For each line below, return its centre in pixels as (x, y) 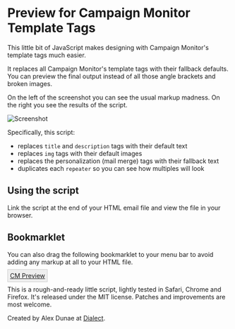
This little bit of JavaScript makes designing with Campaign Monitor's (108, 47)
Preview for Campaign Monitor (99, 13)
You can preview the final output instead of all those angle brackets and (112, 76)
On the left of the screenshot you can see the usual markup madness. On (114, 97)
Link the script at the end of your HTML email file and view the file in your (114, 208)
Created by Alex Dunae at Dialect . (56, 318)
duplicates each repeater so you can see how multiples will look (111, 168)
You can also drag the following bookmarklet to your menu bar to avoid (110, 254)
